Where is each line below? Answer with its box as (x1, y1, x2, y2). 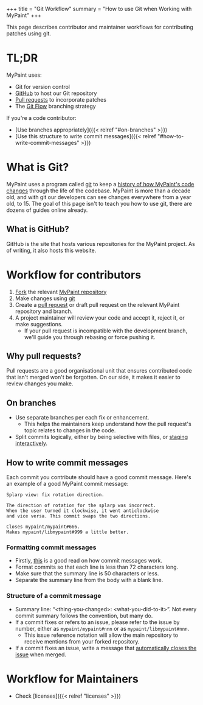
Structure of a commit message (6, 592, 101, 600)
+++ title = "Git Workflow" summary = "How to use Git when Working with (6, 5, 192, 12)
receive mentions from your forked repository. (24, 637, 140, 645)
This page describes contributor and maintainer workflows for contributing (6, 24, 193, 30)
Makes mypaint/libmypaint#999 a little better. (6, 529, 129, 535)
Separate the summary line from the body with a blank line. (15, 577, 163, 584)
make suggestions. (15, 320, 63, 328)
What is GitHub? (6, 224, 70, 234)
